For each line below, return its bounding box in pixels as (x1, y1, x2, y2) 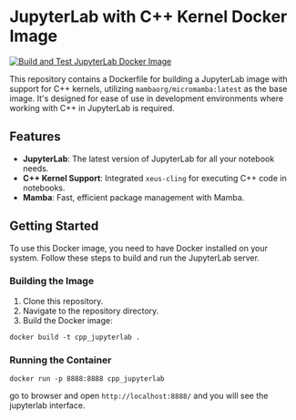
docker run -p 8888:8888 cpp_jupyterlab (9, 374, 166, 384)
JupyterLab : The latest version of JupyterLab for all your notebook (22, 153, 275, 164)
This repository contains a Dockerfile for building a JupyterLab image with (9, 73, 289, 84)
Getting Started (9, 219, 99, 234)
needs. (22, 162, 49, 174)
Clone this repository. (22, 295, 104, 306)
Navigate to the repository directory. (22, 305, 159, 316)
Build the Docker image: (22, 314, 114, 325)
